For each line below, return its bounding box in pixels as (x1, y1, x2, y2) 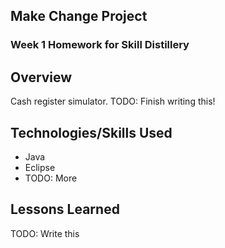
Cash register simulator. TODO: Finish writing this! (10, 95, 216, 108)
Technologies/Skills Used (10, 124, 173, 141)
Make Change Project (10, 8, 148, 25)
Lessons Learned (10, 201, 120, 218)
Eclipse (24, 161, 56, 173)
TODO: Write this (10, 227, 80, 239)
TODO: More (24, 172, 78, 184)
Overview (10, 69, 73, 86)
